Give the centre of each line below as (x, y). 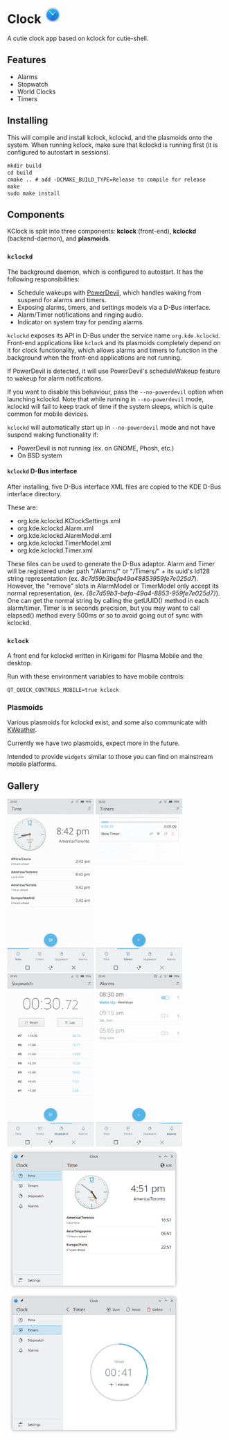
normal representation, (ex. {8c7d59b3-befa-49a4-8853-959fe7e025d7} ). (114, 593)
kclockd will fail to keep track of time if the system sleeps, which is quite (110, 406)
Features (27, 60)
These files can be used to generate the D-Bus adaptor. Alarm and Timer (111, 564)
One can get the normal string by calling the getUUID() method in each (108, 600)
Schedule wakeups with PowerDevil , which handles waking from (109, 292)
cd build (20, 173)
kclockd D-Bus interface (42, 471)
